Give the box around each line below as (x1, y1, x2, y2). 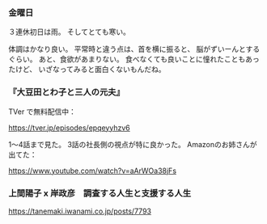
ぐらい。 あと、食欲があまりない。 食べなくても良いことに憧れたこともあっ (8, 54, 261, 64)
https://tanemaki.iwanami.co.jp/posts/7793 (8, 206, 152, 216)
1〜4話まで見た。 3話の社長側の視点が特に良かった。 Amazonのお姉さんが (8, 139, 257, 149)
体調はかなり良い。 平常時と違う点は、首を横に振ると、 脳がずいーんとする (8, 44, 261, 54)
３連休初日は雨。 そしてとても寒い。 (8, 27, 131, 37)
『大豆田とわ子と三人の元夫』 (8, 87, 125, 98)
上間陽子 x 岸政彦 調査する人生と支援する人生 (8, 188, 192, 199)
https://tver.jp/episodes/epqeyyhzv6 (8, 123, 131, 133)
